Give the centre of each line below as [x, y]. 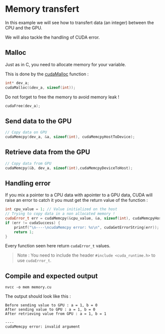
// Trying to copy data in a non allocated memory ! [60, 214]
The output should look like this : [38, 296]
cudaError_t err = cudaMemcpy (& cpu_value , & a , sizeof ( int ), [68, 218]
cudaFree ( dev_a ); [23, 106]
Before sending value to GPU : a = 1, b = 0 [51, 305]
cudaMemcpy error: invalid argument [42, 327]
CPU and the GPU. [24, 27]
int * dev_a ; [17, 83]
